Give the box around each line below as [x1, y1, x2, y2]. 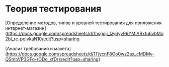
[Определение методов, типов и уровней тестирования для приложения [5, 20, 162, 26]
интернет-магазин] [5, 25, 46, 31]
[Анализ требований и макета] [5, 45, 71, 51]
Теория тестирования [5, 3, 102, 15]
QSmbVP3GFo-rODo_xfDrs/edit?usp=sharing [5, 56, 99, 62]
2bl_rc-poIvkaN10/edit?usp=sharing [5, 36, 79, 42]
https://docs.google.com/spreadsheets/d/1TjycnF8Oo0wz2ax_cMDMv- [7, 51, 155, 57]
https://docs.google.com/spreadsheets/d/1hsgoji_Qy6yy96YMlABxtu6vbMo [7, 30, 164, 36]
